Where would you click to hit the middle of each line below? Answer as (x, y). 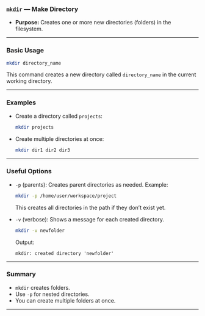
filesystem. (29, 29)
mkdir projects (34, 127)
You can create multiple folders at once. (65, 300)
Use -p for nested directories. (52, 294)
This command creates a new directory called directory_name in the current (101, 74)
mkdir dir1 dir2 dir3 (42, 150)
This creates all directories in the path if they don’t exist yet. (90, 207)
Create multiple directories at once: (59, 138)
